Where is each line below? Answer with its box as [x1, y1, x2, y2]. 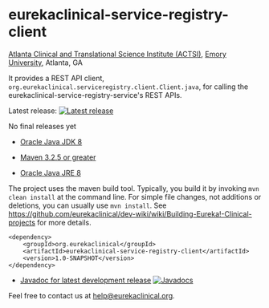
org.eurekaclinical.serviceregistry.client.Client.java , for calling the [8, 82, 249, 91]
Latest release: [8, 106, 58, 115]
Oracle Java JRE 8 [19, 168, 82, 177]
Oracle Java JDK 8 [19, 136, 83, 146]
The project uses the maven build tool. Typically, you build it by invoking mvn [8, 183, 259, 193]
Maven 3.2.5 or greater [19, 152, 96, 162]
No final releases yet [8, 121, 76, 131]
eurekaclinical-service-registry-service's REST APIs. [8, 90, 182, 99]
